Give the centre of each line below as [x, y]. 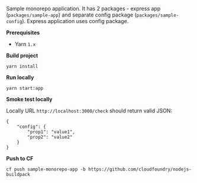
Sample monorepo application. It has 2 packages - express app [83, 9]
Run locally [20, 77]
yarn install [22, 66]
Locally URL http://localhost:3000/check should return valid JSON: [89, 111]
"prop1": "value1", [51, 132]
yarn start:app [25, 88]
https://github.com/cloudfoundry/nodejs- [140, 169]
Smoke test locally [29, 99]
